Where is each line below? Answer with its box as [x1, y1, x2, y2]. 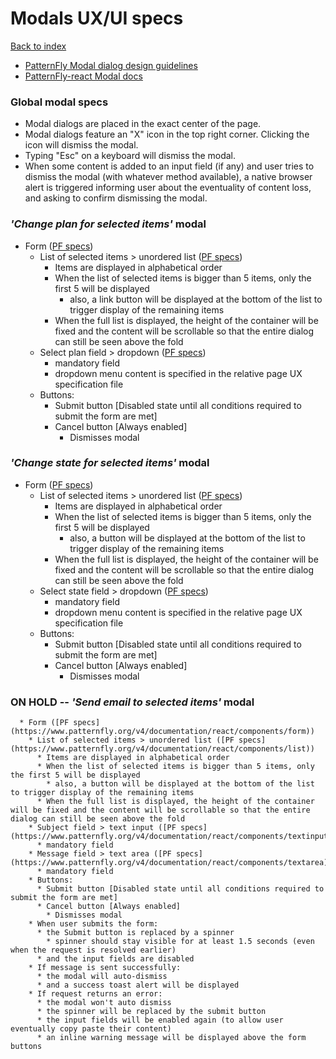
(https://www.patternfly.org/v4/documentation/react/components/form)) [10, 727, 315, 737]
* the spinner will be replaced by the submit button [36, 1007, 267, 1017]
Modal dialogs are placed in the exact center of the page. [24, 118, 262, 130]
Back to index [10, 40, 67, 52]
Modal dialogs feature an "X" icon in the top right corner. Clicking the [24, 128, 310, 141]
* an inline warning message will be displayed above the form [36, 1033, 307, 1043]
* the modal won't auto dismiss [36, 998, 172, 1008]
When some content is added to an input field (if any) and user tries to [24, 160, 315, 172]
